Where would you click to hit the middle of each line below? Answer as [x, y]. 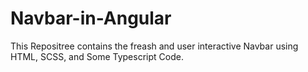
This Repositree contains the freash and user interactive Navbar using [154, 46]
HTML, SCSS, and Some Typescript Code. [97, 56]
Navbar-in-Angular [91, 18]
